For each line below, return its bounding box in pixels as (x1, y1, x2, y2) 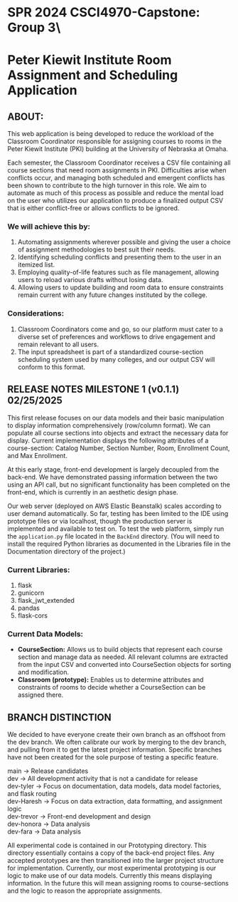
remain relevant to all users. (17, 340, 99, 348)
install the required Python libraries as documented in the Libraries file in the (7, 539, 231, 548)
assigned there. (17, 690, 64, 699)
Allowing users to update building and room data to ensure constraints (17, 283, 224, 292)
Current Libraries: (7, 564, 70, 574)
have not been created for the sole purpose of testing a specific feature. (7, 753, 219, 761)
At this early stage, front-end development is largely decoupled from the (7, 465, 220, 474)
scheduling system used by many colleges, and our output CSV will (17, 355, 215, 363)
